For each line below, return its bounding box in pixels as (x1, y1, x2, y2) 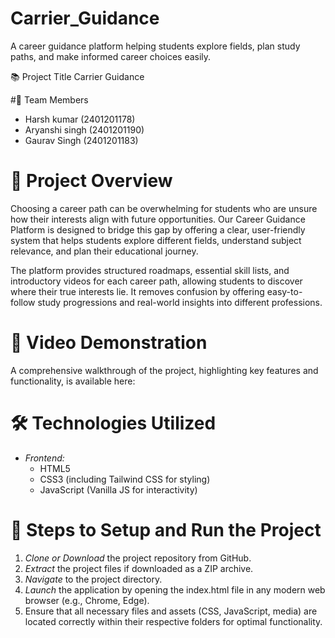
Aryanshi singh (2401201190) (24, 123, 145, 136)
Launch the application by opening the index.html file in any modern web (24, 583, 326, 596)
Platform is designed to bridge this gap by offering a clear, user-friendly (10, 223, 306, 236)
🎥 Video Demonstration (10, 332, 208, 354)
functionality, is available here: (10, 375, 136, 387)
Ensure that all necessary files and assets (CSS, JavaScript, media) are (24, 605, 318, 617)
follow (10, 296, 36, 308)
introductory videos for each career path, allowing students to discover (10, 275, 303, 287)
